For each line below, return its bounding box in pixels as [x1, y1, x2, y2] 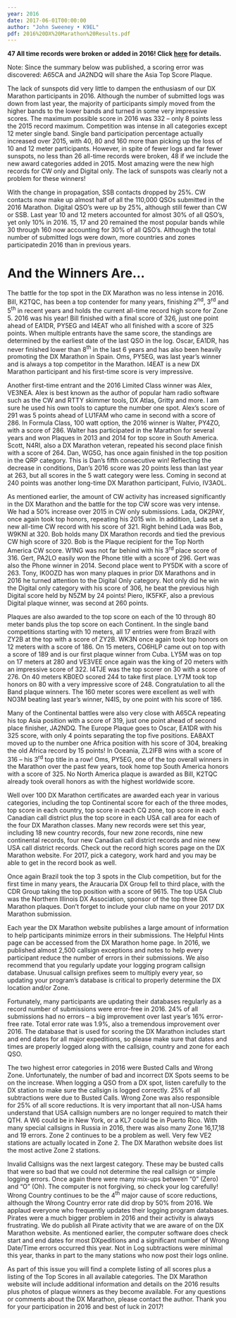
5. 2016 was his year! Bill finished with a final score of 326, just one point [7, 314, 218, 322]
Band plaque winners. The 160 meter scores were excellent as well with [7, 687, 215, 696]
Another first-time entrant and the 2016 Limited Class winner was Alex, [7, 381, 213, 389]
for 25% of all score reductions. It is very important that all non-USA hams [7, 1101, 223, 1110]
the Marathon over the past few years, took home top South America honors [7, 763, 229, 771]
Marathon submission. [7, 910, 72, 919]
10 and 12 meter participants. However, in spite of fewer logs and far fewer [7, 144, 223, 153]
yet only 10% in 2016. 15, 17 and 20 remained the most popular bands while [7, 218, 225, 227]
